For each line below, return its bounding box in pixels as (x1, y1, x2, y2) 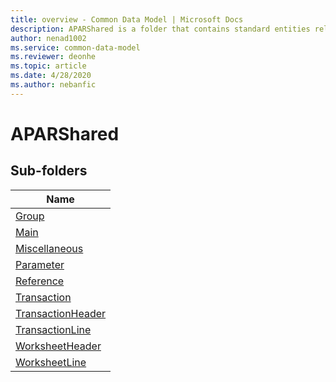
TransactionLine (15, 322, 92, 336)
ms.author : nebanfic (10, 80, 97, 90)
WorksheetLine (15, 355, 87, 369)
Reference (15, 274, 65, 288)
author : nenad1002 (10, 33, 87, 43)
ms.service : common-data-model (10, 42, 141, 53)
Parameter (15, 257, 65, 271)
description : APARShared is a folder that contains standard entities (10, 24, 311, 34)
